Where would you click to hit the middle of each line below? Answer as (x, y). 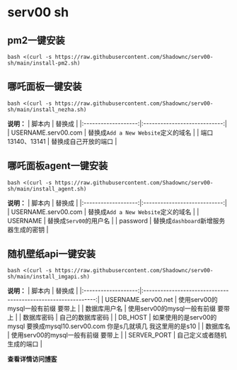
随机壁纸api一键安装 (52, 254)
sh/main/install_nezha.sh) (47, 110)
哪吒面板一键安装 (45, 87)
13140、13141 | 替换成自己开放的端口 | (62, 141)
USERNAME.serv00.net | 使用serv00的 (161, 300)
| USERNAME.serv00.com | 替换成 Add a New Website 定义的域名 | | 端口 (110, 133)
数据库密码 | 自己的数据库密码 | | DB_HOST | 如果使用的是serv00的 (120, 318)
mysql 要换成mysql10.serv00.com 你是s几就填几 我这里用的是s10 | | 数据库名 (119, 326)
